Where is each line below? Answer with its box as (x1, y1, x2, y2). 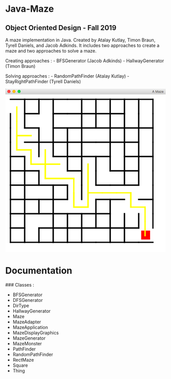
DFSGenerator (12, 297, 43, 303)
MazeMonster (12, 341, 42, 347)
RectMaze (12, 357, 34, 363)
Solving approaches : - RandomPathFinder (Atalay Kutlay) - (5, 73, 130, 79)
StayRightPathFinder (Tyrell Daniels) (5, 79, 81, 84)
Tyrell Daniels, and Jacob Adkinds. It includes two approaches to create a (5, 42, 160, 49)
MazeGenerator (12, 335, 46, 341)
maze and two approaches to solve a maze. (5, 48, 97, 54)
